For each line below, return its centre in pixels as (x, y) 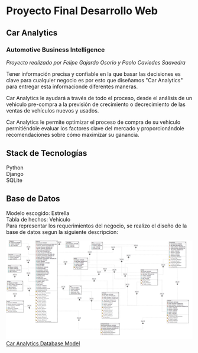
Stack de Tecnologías (47, 153)
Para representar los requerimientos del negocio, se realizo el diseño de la (97, 226)
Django (15, 174)
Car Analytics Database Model (43, 344)
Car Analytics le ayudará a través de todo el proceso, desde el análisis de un (99, 98)
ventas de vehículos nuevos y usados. (53, 110)
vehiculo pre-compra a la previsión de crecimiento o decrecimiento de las (96, 104)
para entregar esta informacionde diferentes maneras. (72, 86)
